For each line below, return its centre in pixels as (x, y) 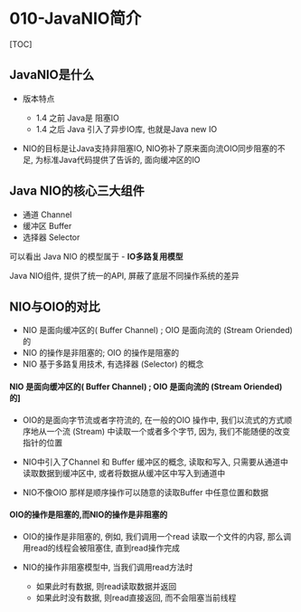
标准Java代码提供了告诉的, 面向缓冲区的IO (122, 159)
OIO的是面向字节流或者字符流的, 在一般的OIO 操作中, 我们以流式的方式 (153, 420)
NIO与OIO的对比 (55, 306)
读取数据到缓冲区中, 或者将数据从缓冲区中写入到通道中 (124, 473)
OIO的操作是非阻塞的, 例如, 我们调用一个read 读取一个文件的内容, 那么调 (157, 536)
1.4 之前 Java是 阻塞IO (77, 118)
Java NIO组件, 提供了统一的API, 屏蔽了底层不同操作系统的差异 (124, 275)
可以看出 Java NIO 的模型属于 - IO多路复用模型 (96, 256)
